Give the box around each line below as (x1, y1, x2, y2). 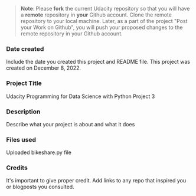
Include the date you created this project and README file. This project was (6, 58, 191, 66)
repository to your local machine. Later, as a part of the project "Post (20, 18, 188, 24)
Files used (6, 135, 37, 143)
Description (6, 107, 41, 116)
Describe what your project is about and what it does (6, 120, 135, 128)
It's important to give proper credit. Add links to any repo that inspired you (6, 177, 187, 184)
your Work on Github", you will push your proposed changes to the (20, 24, 183, 31)
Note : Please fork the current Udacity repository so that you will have (20, 5, 190, 12)
